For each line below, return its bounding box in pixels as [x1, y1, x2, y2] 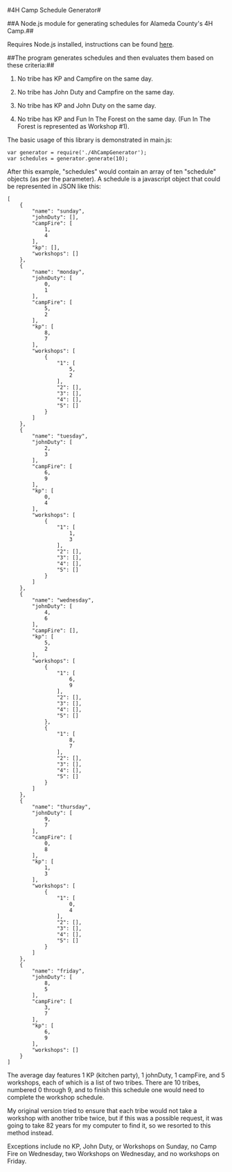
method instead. [7, 1129, 54, 1137]
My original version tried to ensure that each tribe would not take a [7, 1107, 197, 1114]
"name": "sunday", [32, 208, 85, 215]
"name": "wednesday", [32, 597, 95, 604]
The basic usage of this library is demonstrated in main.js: [7, 135, 172, 144]
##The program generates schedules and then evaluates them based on [7, 53, 214, 62]
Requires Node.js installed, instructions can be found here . [7, 40, 175, 48]
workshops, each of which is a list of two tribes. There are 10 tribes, [7, 1078, 201, 1087]
